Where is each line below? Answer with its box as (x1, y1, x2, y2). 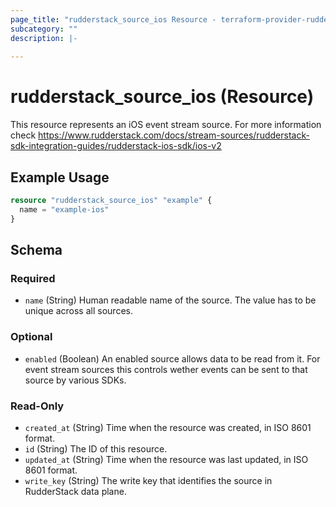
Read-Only (10, 399, 65, 413)
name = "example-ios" (19, 204, 110, 215)
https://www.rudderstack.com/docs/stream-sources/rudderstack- (38, 129, 310, 141)
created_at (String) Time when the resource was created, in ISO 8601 (24, 421, 312, 433)
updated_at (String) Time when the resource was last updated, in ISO (24, 453, 309, 465)
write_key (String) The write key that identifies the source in (24, 474, 273, 486)
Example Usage (10, 169, 110, 186)
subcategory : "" (10, 24, 78, 34)
